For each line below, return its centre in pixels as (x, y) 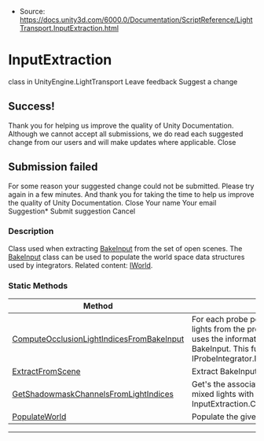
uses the (207, 339)
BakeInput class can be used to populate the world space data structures (126, 257)
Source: (32, 11)
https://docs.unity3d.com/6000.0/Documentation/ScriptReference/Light (136, 20)
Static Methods (38, 285)
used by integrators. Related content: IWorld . (81, 265)
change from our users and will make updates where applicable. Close (122, 142)
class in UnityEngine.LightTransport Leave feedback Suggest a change (123, 81)
